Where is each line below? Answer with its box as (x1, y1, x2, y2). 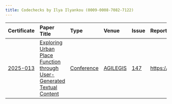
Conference (70, 65, 99, 72)
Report (150, 27, 167, 34)
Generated (39, 77, 66, 85)
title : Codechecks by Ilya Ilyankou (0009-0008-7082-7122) (5, 7, 134, 13)
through (39, 65, 59, 72)
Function (39, 58, 61, 65)
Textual (39, 84, 57, 91)
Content (39, 90, 59, 97)
